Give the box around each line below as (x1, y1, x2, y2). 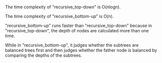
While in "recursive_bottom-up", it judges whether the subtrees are (5, 42, 139, 48)
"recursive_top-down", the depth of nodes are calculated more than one (5, 28, 149, 33)
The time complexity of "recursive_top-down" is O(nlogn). (5, 4, 121, 10)
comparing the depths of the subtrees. (5, 52, 82, 58)
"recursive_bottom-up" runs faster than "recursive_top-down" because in (5, 23, 152, 28)
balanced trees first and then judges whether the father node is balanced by (5, 48, 158, 53)
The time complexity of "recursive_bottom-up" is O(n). (5, 13, 114, 19)
